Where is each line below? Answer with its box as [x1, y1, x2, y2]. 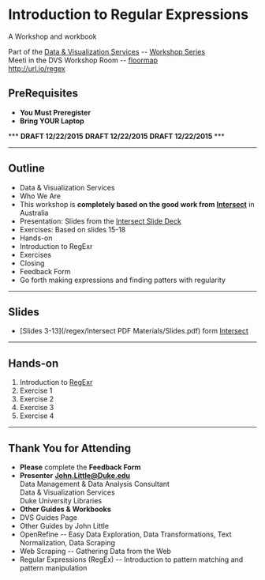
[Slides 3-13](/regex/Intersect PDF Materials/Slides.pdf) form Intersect [19, 326, 248, 336]
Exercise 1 [19, 386, 53, 396]
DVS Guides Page [19, 513, 77, 522]
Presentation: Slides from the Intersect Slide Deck [19, 216, 181, 226]
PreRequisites [8, 87, 79, 100]
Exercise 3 [19, 403, 54, 412]
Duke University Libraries [19, 496, 103, 505]
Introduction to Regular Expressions [8, 6, 249, 24]
